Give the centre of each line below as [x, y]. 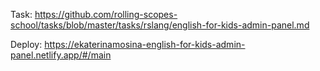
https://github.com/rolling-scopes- [106, 14]
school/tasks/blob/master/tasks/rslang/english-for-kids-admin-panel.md [160, 25]
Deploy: [26, 44]
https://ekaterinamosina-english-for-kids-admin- [145, 44]
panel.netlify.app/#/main [61, 55]
